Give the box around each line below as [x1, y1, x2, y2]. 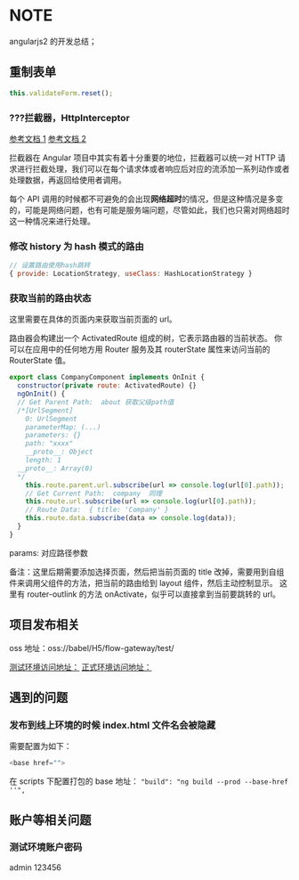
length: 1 [25, 456, 62, 465]
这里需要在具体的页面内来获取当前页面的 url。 [9, 314, 178, 325]
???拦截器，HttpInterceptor [9, 111, 131, 124]
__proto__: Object [25, 447, 93, 457]
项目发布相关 [9, 617, 80, 632]
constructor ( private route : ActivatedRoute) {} [17, 381, 198, 390]
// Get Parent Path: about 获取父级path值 [17, 397, 174, 406]
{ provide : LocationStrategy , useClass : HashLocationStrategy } [9, 269, 253, 279]
